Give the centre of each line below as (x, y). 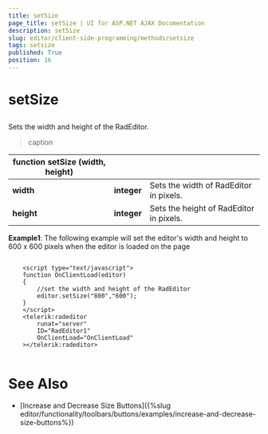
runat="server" (62, 324)
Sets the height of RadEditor (202, 208)
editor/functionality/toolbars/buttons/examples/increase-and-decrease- (138, 414)
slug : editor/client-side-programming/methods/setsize (101, 38)
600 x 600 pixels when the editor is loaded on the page (99, 247)
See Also (38, 383)
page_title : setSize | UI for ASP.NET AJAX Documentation (106, 23)
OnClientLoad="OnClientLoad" (85, 338)
